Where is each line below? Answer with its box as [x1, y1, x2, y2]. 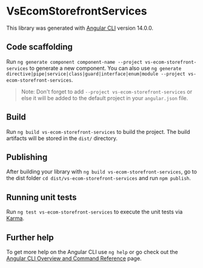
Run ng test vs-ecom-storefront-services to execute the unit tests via [6, 208, 183, 216]
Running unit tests [6, 192, 77, 203]
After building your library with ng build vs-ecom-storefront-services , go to [6, 168, 197, 175]
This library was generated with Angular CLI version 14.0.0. [6, 24, 153, 32]
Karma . [6, 215, 24, 222]
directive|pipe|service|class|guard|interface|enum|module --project [6, 71, 186, 77]
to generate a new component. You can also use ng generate [29, 64, 182, 72]
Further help [6, 232, 55, 243]
